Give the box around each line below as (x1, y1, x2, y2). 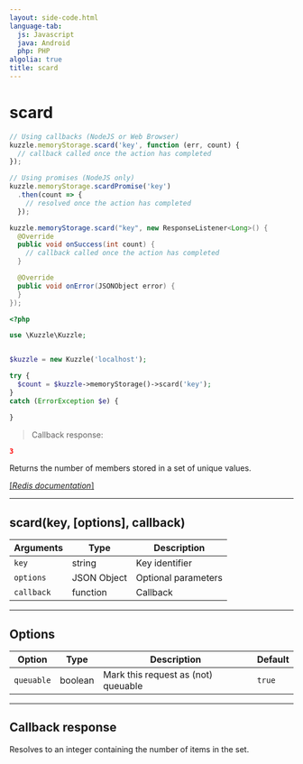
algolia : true (9, 55, 63, 64)
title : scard (9, 64, 59, 73)
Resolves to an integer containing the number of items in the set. (9, 743, 250, 754)
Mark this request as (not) (103, 668, 214, 681)
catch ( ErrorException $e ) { (9, 396, 119, 406)
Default (256, 653, 289, 666)
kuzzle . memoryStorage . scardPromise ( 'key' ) (9, 182, 171, 191)
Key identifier (135, 557, 192, 569)
